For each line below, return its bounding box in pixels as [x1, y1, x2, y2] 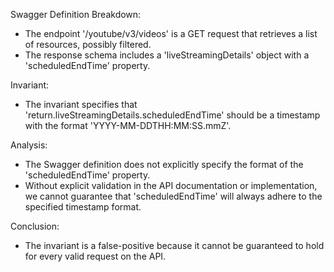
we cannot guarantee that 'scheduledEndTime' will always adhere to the [24, 190, 323, 202]
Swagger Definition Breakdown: [10, 9, 142, 20]
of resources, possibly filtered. [24, 39, 152, 50]
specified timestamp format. [24, 201, 142, 213]
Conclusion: [10, 220, 60, 232]
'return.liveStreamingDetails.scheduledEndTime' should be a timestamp [24, 109, 321, 121]
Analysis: [10, 139, 48, 151]
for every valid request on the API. [24, 250, 167, 262]
